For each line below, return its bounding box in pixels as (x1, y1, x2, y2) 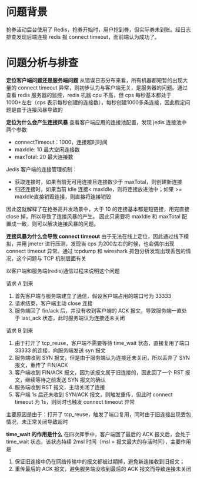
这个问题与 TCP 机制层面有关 (16, 254, 86, 262)
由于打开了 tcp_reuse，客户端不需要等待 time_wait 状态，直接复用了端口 (14, 339, 190, 346)
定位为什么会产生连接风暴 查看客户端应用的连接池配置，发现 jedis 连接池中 (6, 118, 187, 125)
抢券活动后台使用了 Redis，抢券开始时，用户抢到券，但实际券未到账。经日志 (6, 26, 191, 33)
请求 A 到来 (6, 280, 34, 287)
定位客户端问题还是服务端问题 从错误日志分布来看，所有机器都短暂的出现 (6, 77, 183, 84)
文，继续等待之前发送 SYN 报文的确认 (14, 376, 106, 383)
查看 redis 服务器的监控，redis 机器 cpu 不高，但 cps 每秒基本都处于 (6, 91, 172, 98)
